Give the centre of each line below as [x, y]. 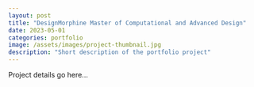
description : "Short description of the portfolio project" [110, 52]
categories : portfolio [46, 38]
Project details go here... [48, 75]
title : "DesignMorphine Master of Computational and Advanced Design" [127, 23]
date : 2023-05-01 [37, 30]
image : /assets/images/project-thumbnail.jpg [85, 45]
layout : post [30, 15]
